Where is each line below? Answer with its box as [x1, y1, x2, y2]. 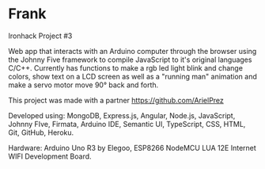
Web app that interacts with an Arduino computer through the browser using [8, 46, 257, 56]
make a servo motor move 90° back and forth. [8, 80, 159, 90]
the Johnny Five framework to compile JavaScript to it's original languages [8, 55, 252, 64]
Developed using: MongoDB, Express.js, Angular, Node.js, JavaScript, [8, 110, 236, 120]
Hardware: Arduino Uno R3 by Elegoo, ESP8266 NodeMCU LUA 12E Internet [8, 143, 257, 152]
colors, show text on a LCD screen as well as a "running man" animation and [8, 71, 257, 81]
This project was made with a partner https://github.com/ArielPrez [8, 95, 224, 105]
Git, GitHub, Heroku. [8, 128, 74, 137]
